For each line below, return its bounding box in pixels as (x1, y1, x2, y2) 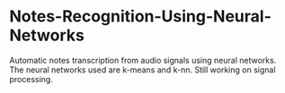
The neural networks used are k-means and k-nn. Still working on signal (9, 64, 276, 75)
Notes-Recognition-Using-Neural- (9, 6, 272, 27)
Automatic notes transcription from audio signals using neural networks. (9, 55, 277, 65)
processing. (9, 73, 54, 84)
